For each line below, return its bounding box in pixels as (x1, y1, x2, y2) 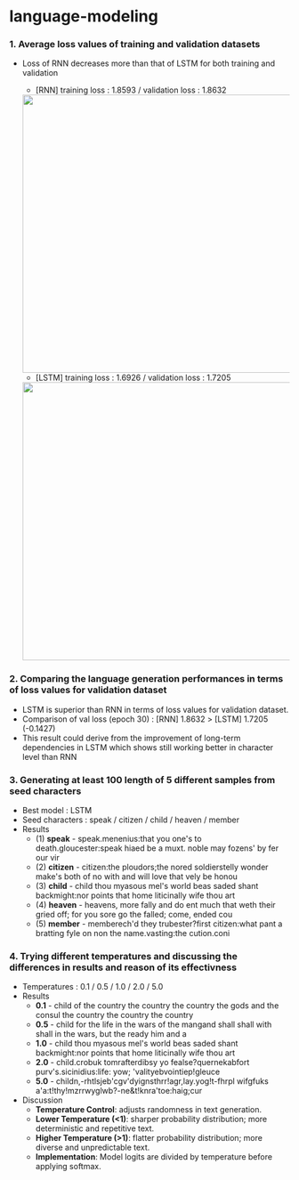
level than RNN (21, 751, 77, 762)
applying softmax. (35, 1161, 101, 1172)
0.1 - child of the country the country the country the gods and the (35, 1000, 279, 1011)
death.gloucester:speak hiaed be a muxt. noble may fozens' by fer (35, 843, 279, 853)
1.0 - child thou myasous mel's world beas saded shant (35, 1039, 238, 1049)
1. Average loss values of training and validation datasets (9, 38, 261, 51)
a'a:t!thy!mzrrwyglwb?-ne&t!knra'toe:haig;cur (35, 1086, 203, 1096)
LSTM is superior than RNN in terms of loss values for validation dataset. (21, 704, 289, 715)
